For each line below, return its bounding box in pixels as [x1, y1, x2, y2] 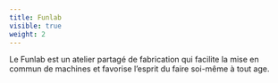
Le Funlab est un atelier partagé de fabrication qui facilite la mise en [9, 54, 259, 65]
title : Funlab [9, 12, 63, 22]
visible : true [9, 21, 63, 30]
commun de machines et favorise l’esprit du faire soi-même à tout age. [9, 63, 270, 74]
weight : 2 [9, 29, 46, 38]
